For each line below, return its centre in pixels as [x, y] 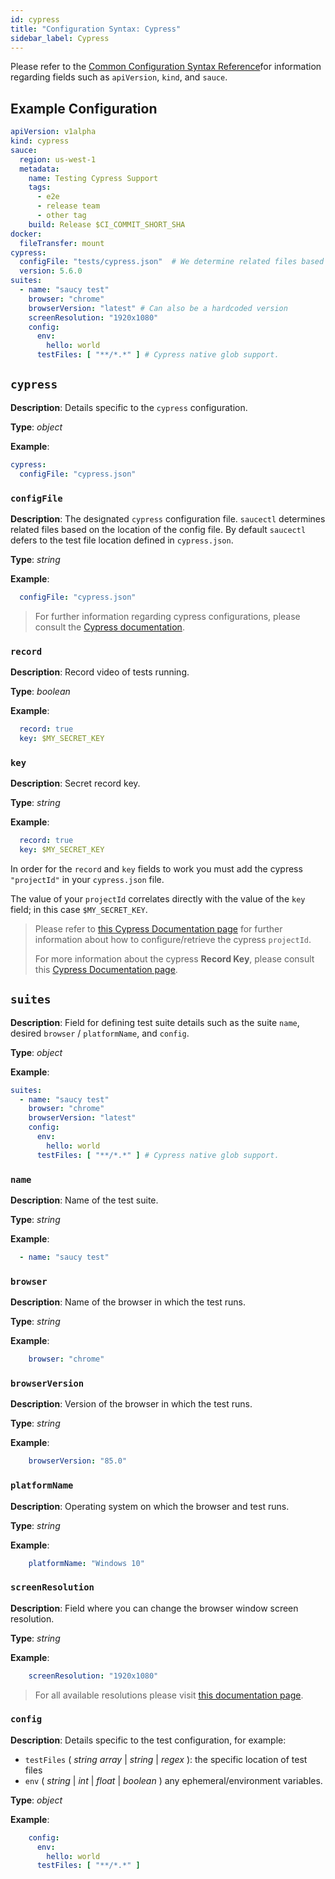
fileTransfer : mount [62, 243]
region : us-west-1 [58, 159]
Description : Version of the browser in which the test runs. [131, 1404]
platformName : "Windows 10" [86, 1563]
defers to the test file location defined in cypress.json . [122, 540]
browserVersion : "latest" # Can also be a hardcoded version [158, 308]
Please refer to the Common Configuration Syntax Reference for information [166, 67]
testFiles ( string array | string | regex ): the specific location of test [166, 1759]
